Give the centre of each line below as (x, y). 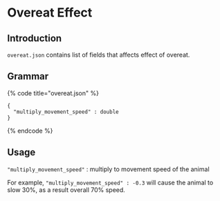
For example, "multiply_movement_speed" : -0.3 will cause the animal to (110, 182)
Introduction (35, 38)
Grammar (28, 76)
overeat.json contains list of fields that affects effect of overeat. (99, 55)
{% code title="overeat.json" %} (53, 93)
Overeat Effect (50, 13)
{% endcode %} (30, 131)
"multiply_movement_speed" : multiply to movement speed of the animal (108, 169)
